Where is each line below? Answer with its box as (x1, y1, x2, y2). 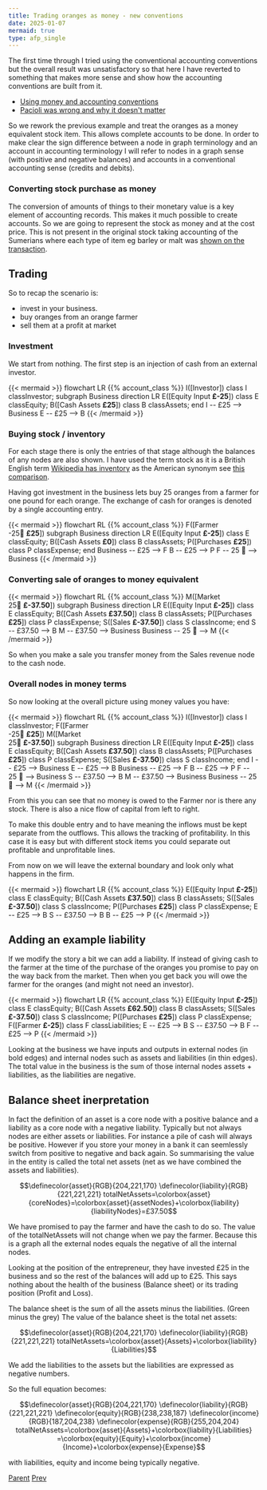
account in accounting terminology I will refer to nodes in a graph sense (8, 146, 245, 156)
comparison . (8, 472, 50, 481)
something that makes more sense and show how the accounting (8, 73, 222, 82)
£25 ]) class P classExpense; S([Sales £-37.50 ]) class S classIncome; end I (8, 755, 253, 764)
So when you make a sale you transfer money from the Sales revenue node (8, 650, 255, 659)
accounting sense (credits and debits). (8, 163, 135, 173)
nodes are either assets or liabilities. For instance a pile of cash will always (8, 1132, 253, 1141)
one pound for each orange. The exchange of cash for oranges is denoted (8, 496, 253, 505)
